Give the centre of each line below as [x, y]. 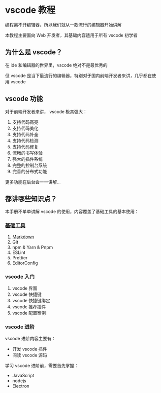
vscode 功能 [24, 99]
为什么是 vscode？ [34, 52]
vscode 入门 [20, 277]
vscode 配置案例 [29, 313]
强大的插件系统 [27, 159]
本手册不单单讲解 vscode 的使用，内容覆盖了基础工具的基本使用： [72, 212]
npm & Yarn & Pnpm [32, 247]
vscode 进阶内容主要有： [31, 339]
